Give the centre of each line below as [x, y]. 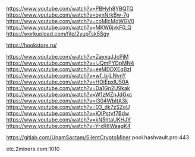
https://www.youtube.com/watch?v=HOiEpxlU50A [67, 82]
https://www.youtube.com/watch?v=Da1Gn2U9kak [68, 88]
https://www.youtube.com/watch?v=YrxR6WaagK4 [68, 126]
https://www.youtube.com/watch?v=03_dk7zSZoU [68, 107]
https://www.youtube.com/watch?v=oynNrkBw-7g [68, 15]
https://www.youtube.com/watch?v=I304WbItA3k [67, 101]
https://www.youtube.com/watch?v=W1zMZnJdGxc [69, 94]
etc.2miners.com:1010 [33, 149]
